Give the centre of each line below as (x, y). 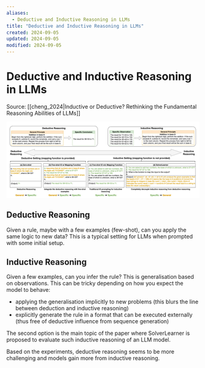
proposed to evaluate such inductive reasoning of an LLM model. (88, 340)
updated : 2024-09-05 (33, 39)
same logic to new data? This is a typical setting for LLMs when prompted (100, 236)
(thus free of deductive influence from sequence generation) (92, 321)
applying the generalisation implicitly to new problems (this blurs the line (107, 302)
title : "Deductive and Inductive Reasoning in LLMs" (75, 26)
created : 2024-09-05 (33, 33)
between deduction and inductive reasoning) (72, 308)
